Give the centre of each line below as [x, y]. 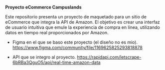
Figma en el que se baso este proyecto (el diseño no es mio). [75, 42]
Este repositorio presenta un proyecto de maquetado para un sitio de [76, 17]
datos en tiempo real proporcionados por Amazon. [57, 33]
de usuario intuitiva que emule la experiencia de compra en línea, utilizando [83, 27]
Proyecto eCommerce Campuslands [43, 7]
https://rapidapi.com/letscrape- [109, 57]
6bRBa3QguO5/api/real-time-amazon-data [56, 62]
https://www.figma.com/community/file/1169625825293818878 [78, 47]
